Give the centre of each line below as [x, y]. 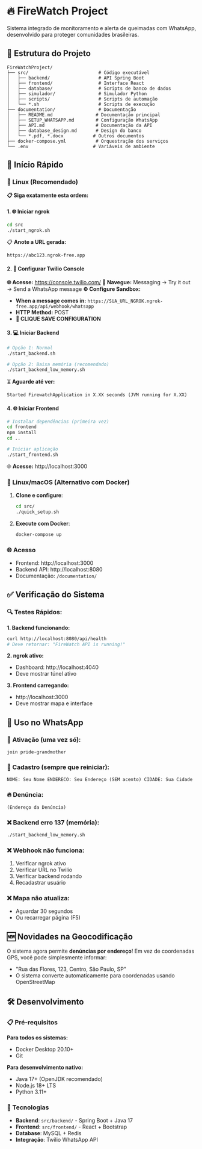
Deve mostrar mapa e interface [54, 703]
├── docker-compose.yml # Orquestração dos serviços [88, 141]
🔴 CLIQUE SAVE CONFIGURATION [58, 319]
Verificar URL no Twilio [44, 870]
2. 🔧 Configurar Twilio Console [46, 269]
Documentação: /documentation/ [56, 576]
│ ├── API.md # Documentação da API [80, 125]
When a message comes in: [51, 300]
